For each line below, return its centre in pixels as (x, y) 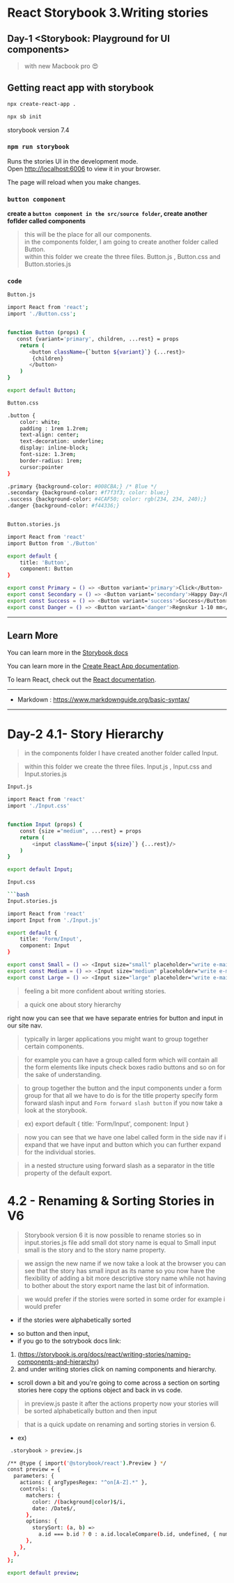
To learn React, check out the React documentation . (82, 679)
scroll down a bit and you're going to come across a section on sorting (118, 1383)
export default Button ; (42, 391)
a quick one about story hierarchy (73, 1005)
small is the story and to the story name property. (95, 1250)
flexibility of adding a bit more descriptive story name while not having (125, 1278)
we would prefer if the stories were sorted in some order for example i (125, 1299)
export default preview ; (43, 1573)
